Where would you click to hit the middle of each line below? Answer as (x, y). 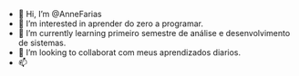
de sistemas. (42, 43)
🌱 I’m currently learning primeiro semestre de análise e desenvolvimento (154, 33)
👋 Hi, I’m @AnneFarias (60, 14)
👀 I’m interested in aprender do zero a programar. (110, 24)
